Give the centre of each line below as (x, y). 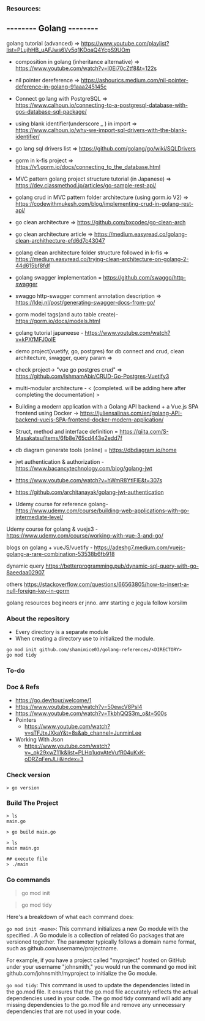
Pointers (26, 720)
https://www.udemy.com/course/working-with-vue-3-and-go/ (85, 535)
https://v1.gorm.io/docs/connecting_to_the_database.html (88, 166)
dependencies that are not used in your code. (64, 1011)
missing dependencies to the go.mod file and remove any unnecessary (96, 1005)
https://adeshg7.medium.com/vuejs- (140, 547)
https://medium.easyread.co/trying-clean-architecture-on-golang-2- (102, 259)
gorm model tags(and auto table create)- (67, 314)
